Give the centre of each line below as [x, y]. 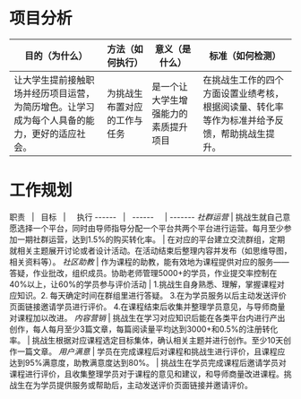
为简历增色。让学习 [55, 107]
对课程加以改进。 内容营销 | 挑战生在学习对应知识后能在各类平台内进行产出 [147, 317]
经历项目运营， [64, 93]
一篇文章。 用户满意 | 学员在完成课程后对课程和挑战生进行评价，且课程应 [151, 351]
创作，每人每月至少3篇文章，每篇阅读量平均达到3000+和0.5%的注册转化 [144, 329]
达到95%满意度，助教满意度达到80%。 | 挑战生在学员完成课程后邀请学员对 [148, 362]
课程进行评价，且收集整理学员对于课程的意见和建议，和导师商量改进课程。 [146, 374]
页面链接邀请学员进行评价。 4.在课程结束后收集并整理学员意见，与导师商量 [147, 307]
